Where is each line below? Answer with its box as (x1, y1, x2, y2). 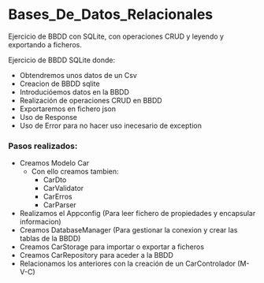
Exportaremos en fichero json (19, 104, 117, 114)
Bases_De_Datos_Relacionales (8, 6, 214, 24)
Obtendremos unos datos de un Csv (19, 70, 138, 80)
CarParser (43, 200, 76, 210)
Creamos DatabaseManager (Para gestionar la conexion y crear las (19, 225, 238, 235)
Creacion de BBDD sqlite (19, 79, 100, 88)
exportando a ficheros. (8, 39, 83, 49)
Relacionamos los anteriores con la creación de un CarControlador (19, 259, 236, 269)
